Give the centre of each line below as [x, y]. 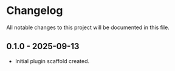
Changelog [35, 11]
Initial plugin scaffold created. [52, 61]
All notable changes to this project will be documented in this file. [88, 27]
